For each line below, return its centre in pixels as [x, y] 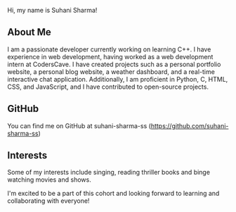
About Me [29, 32]
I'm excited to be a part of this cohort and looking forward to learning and [113, 194]
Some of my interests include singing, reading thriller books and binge [109, 173]
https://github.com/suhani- [190, 125]
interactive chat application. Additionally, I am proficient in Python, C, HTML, [118, 79]
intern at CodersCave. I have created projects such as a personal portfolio [114, 64]
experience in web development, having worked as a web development [110, 56]
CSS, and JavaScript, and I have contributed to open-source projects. [108, 87]
